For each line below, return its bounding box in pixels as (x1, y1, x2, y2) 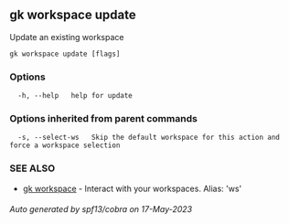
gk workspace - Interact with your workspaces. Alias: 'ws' (22, 183, 242, 194)
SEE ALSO (9, 162, 56, 175)
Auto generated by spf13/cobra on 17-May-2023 (9, 204, 193, 215)
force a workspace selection (9, 141, 121, 150)
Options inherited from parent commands (9, 112, 198, 125)
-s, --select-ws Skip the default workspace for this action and (17, 133, 281, 143)
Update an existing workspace (9, 31, 124, 42)
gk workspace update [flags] (9, 49, 121, 59)
